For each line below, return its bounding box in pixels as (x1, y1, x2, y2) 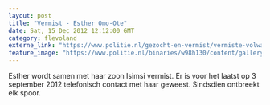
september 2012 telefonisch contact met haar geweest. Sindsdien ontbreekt (8, 79, 260, 89)
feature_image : (8, 49, 59, 57)
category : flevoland (8, 34, 78, 42)
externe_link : (8, 42, 56, 50)
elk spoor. (8, 88, 42, 97)
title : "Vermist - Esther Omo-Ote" (8, 19, 128, 27)
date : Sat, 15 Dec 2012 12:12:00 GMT (8, 26, 135, 34)
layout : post (8, 11, 52, 20)
